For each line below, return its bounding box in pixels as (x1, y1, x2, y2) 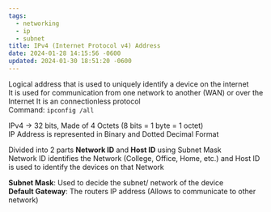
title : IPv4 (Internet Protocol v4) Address (8, 42, 161, 50)
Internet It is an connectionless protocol (8, 96, 141, 106)
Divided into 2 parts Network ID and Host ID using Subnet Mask (8, 145, 222, 155)
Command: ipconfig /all (8, 104, 95, 114)
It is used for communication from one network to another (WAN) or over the (8, 87, 264, 97)
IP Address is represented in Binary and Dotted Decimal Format (8, 129, 219, 138)
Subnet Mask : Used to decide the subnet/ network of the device (8, 177, 224, 187)
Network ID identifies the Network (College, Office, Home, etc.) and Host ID (8, 153, 260, 163)
